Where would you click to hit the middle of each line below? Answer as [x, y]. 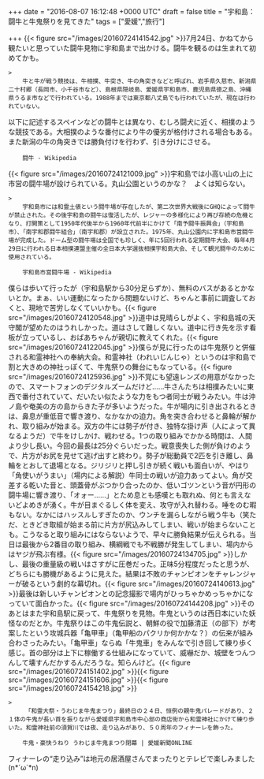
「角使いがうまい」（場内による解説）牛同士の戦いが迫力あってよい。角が [127, 475]
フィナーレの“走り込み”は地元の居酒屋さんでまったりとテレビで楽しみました [132, 758]
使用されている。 [32, 257]
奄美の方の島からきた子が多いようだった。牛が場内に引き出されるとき [143, 406]
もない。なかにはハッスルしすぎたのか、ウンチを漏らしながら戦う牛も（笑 [129, 514]
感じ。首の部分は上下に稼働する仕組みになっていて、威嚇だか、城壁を [121, 652]
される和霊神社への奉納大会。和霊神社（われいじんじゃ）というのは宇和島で [132, 357]
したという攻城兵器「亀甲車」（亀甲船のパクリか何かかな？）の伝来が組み [134, 633]
